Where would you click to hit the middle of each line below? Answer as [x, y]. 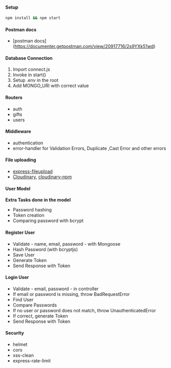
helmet [20, 344]
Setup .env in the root [36, 80]
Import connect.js [31, 70]
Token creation [28, 215]
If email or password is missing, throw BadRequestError [71, 294]
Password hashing [32, 210]
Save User [24, 255]
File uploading [21, 160]
